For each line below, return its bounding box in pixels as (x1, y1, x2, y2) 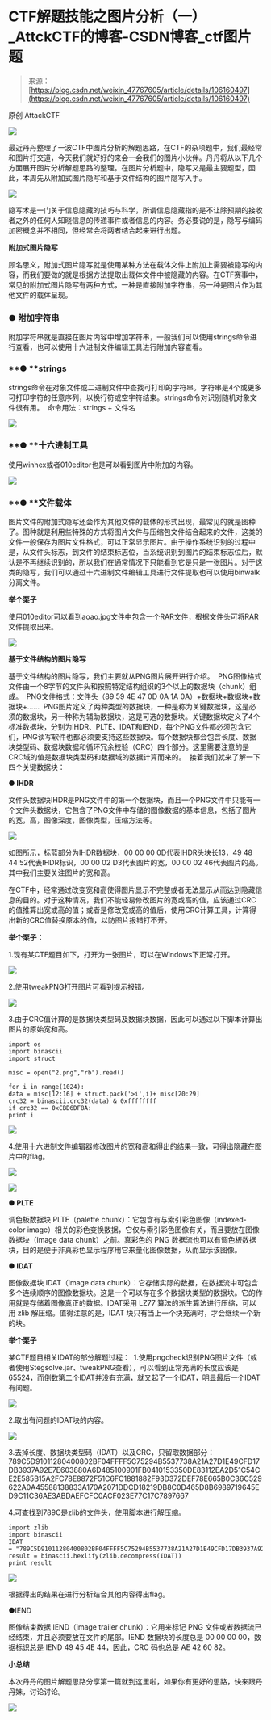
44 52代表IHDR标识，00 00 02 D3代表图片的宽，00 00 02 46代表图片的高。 (8, 858, 263, 868)
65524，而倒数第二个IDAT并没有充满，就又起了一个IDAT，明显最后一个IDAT (8, 1373, 261, 1382)
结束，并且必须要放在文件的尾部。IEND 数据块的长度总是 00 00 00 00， (15, 1633, 255, 1642)
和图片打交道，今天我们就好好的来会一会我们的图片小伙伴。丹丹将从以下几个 (8, 153, 263, 162)
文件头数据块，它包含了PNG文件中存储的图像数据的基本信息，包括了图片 (15, 805, 256, 815)
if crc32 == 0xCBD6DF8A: (8, 1104, 92, 1112)
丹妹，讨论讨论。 (8, 1687, 65, 1697)
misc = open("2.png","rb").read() (8, 1069, 125, 1077)
